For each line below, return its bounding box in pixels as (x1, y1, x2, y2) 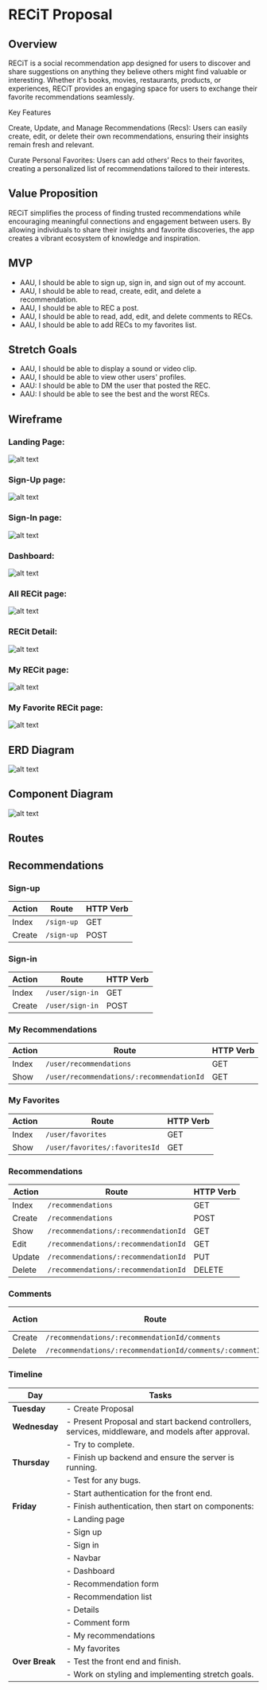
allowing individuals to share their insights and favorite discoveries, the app (8, 224, 254, 234)
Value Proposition (8, 187, 99, 201)
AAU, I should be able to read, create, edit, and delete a (19, 286, 201, 295)
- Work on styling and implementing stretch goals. (66, 1669, 254, 1680)
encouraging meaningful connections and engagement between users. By (8, 217, 252, 226)
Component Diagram (8, 787, 114, 801)
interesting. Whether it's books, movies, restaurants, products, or (8, 76, 222, 84)
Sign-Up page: (8, 474, 66, 486)
